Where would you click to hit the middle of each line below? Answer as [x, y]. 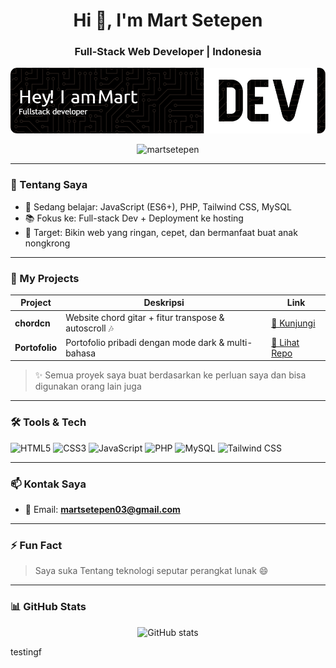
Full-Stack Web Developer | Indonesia [168, 52]
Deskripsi [164, 303]
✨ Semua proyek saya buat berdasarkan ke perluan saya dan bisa [170, 375]
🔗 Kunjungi [293, 323]
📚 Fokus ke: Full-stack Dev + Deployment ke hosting [134, 218]
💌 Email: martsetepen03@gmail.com [102, 510]
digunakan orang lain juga [88, 386]
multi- [239, 342]
